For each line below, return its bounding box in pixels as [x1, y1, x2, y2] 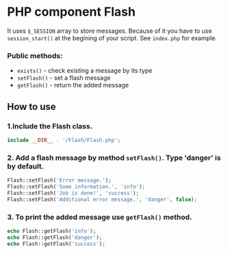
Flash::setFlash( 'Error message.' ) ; [7, 177, 112, 184]
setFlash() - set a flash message [16, 74, 111, 82]
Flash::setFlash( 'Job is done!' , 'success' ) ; [7, 189, 139, 197]
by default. [7, 161, 45, 171]
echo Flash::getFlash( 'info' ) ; [7, 227, 97, 234]
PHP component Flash [7, 4, 136, 20]
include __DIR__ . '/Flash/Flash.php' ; [7, 137, 121, 143]
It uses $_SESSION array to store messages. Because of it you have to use [7, 27, 212, 35]
